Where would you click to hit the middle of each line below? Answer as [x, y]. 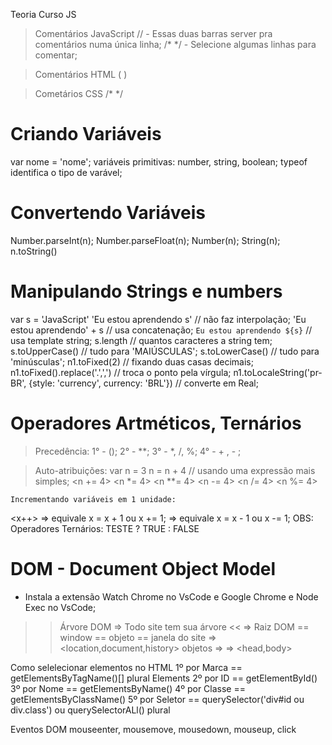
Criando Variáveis [86, 134]
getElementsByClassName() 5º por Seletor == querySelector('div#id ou [157, 699]
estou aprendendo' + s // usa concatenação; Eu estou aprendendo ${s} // [161, 330]
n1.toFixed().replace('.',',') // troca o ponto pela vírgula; [121, 372]
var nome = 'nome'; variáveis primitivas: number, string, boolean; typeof [159, 161]
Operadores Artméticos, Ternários [156, 423]
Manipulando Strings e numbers [146, 291]
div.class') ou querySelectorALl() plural [90, 710]
